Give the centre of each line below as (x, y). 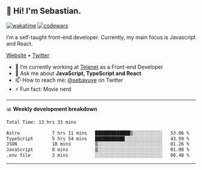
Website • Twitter (28, 55)
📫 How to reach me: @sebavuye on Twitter (69, 80)
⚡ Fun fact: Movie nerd (43, 89)
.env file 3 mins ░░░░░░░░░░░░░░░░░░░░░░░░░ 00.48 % (98, 156)
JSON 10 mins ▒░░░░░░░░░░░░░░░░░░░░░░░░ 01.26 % (98, 144)
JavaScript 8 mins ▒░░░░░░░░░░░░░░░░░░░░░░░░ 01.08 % (98, 150)
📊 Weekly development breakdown (52, 109)
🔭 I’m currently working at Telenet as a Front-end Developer (89, 67)
